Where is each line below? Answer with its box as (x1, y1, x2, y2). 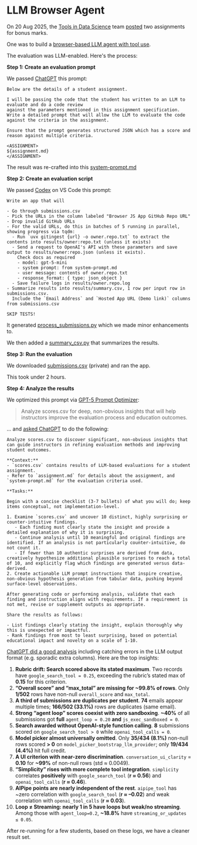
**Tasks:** (6, 488, 33, 494)
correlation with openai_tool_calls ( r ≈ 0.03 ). (15, 797, 125, 804)
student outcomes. (6, 447, 52, 453)
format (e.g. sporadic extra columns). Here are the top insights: (6, 654, 159, 661)
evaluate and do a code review (6, 101, 83, 108)
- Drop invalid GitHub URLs (6, 218, 76, 224)
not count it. (6, 545, 42, 551)
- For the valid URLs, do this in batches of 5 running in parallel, (6, 223, 181, 230)
